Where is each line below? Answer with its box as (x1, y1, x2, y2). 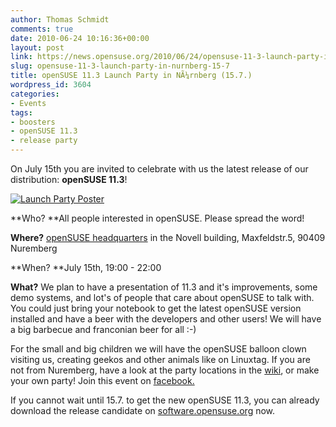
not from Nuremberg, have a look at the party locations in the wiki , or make (10, 364, 320, 376)
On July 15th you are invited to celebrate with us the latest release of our (10, 163, 309, 175)
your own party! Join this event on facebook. (10, 375, 195, 386)
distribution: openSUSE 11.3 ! (10, 174, 128, 185)
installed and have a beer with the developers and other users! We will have (10, 313, 322, 325)
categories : (10, 89, 60, 99)
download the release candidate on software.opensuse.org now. (10, 405, 276, 416)
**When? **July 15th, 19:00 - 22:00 (10, 262, 162, 273)
